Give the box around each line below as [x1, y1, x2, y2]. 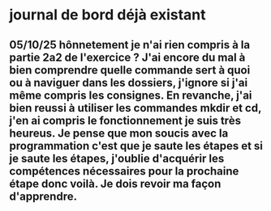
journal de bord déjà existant [9, 6, 206, 24]
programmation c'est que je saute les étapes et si [9, 139, 263, 153]
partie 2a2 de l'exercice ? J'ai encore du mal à [9, 50, 246, 64]
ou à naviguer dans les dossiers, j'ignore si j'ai [9, 75, 248, 90]
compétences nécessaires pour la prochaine [9, 164, 239, 178]
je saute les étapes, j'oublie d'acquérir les [9, 151, 225, 165]
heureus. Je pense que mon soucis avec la [9, 126, 229, 140]
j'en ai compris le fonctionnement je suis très [9, 113, 242, 127]
